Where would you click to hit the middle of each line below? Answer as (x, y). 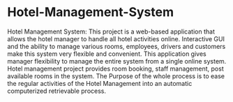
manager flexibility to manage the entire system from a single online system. (117, 61)
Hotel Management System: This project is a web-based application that (111, 31)
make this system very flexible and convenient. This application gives (107, 54)
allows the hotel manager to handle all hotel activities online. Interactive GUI (116, 38)
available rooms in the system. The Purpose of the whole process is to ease (116, 76)
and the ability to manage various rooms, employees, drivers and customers (116, 46)
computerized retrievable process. (57, 91)
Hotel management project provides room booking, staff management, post (116, 68)
